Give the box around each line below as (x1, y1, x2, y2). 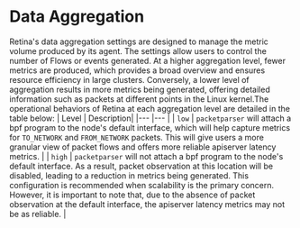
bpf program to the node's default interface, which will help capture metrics (9, 122, 291, 132)
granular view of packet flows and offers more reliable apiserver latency (9, 141, 277, 152)
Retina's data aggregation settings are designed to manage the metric (9, 36, 268, 47)
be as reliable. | (9, 208, 67, 219)
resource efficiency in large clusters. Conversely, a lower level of (9, 74, 250, 85)
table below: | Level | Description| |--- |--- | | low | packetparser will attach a (9, 113, 292, 123)
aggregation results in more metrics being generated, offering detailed (9, 84, 270, 95)
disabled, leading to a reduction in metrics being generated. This (9, 169, 250, 181)
